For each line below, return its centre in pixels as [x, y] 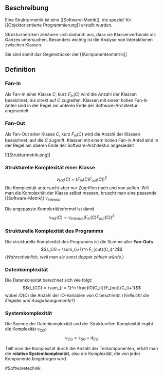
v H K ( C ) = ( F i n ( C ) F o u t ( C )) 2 [82, 179]
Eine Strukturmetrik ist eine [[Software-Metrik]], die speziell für [68, 20]
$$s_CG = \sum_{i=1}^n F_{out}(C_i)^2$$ [82, 249]
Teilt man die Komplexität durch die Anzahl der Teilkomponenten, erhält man [81, 348]
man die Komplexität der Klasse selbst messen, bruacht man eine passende [81, 193]
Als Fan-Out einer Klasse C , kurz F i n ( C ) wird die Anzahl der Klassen [73, 135]
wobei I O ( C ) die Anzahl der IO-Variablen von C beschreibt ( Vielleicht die [77, 295]
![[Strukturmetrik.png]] [28, 155]
